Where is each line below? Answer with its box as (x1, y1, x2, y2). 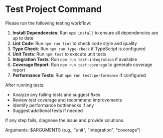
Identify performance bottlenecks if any (12, 102, 94, 108)
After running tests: (5, 81, 45, 88)
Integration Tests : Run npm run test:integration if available (12, 56, 137, 62)
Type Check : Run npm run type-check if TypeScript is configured (12, 45, 146, 51)
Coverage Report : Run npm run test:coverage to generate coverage (12, 61, 153, 67)
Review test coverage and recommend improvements (12, 96, 122, 103)
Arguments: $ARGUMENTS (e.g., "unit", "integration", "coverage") (5, 126, 141, 133)
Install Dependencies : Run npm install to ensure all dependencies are (12, 29, 159, 35)
